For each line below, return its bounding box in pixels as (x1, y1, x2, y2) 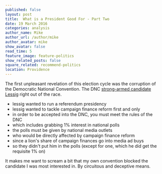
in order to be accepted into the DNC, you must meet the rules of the (12, 112, 153, 117)
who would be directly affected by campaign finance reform (12, 132, 135, 138)
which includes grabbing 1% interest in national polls (12, 122, 120, 128)
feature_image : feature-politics (5, 53, 74, 58)
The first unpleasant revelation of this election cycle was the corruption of (5, 81, 156, 87)
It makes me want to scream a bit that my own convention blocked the (5, 158, 149, 164)
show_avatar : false (5, 44, 46, 49)
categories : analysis (5, 26, 50, 31)
